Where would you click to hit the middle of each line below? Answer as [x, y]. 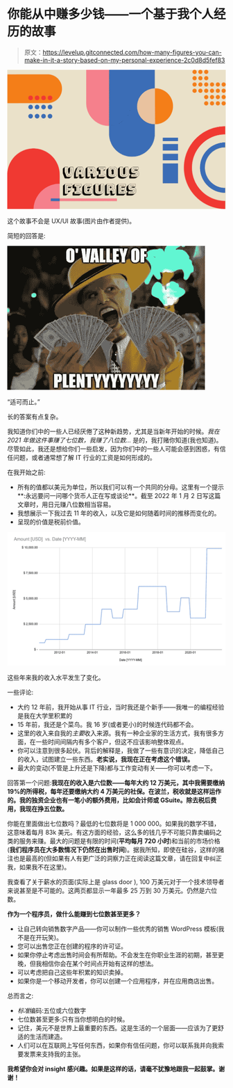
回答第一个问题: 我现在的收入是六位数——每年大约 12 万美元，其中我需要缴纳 [116, 783]
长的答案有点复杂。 [35, 417]
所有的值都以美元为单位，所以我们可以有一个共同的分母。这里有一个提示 [120, 487]
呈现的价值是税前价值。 [51, 522]
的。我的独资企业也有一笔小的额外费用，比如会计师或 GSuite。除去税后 [109, 800]
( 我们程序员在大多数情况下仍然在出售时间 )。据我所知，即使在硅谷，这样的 [113, 850]
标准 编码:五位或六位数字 [52, 1011]
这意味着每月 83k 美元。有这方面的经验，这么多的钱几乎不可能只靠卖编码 [112, 833]
